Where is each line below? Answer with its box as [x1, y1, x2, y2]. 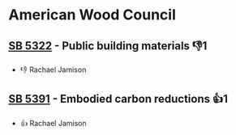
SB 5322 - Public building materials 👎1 [8, 39, 208, 53]
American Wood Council [8, 6, 176, 24]
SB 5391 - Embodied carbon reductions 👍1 [8, 92, 229, 106]
